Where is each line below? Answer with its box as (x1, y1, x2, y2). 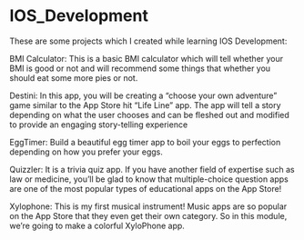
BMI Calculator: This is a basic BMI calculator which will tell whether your (9, 53, 284, 64)
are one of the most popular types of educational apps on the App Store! (9, 183, 282, 194)
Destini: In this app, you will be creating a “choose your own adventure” (9, 90, 278, 101)
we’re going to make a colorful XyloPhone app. (9, 220, 185, 231)
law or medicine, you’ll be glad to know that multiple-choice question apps (9, 174, 289, 185)
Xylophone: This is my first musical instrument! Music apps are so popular (9, 201, 288, 212)
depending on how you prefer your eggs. (9, 146, 164, 157)
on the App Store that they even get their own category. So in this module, (9, 210, 288, 221)
